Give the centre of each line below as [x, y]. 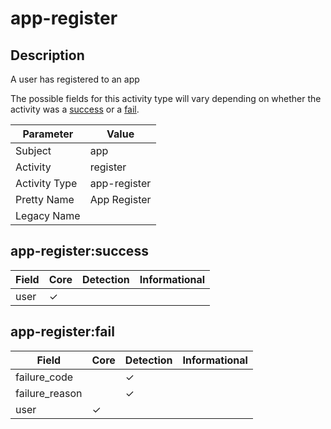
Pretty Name [45, 199]
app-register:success [79, 251]
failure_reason [49, 393]
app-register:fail [62, 332]
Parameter [48, 134]
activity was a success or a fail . [75, 109]
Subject [33, 150]
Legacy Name [48, 215]
